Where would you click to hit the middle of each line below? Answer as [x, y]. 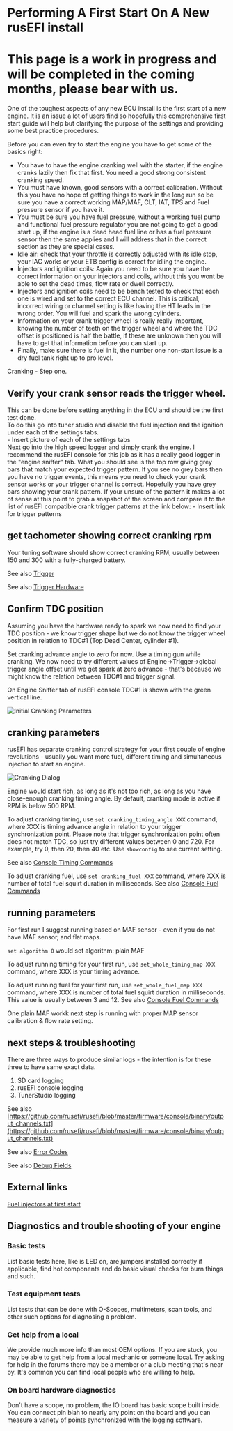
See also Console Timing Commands [60, 863]
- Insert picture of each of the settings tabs [69, 439]
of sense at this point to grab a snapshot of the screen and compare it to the [116, 499]
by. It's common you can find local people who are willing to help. [101, 1372]
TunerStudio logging [47, 1095]
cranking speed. [40, 180]
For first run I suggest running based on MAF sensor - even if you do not [111, 930]
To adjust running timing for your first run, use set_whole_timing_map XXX [111, 964]
